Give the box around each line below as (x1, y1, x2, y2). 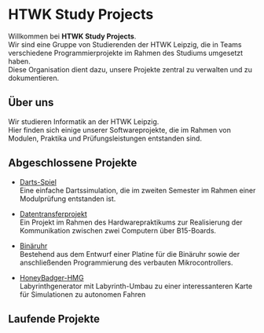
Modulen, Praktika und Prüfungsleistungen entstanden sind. (8, 134, 203, 143)
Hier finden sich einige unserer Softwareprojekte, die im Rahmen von (8, 125, 232, 134)
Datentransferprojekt (19, 209, 88, 218)
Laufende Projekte (8, 312, 101, 325)
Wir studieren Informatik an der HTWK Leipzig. (8, 116, 159, 126)
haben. (8, 57, 31, 66)
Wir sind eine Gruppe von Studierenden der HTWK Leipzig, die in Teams (8, 39, 242, 49)
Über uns (8, 96, 54, 109)
